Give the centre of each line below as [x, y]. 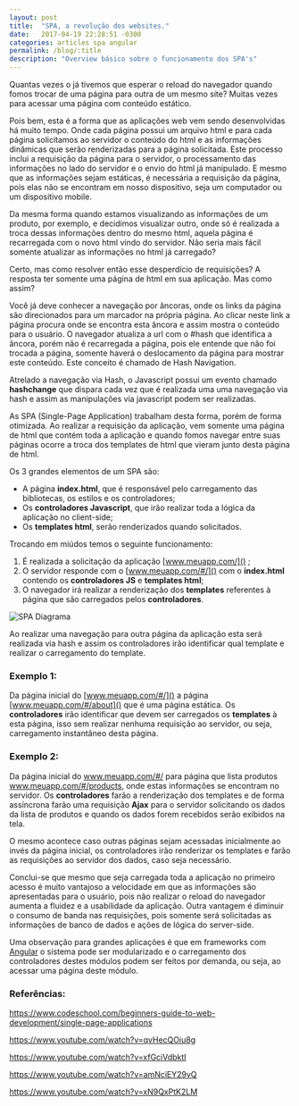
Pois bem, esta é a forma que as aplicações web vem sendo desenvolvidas [147, 121]
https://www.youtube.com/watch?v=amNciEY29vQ [104, 1074]
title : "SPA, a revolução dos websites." [89, 26]
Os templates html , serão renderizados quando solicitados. [132, 527]
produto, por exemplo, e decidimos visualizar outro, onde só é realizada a [144, 223]
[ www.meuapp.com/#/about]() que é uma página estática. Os [122, 705]
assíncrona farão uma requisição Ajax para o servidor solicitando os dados [147, 804]
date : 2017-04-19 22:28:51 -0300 [75, 34]
